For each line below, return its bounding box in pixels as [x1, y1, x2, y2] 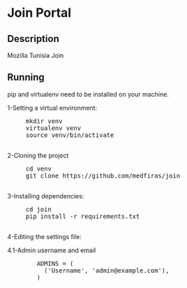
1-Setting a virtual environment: [7, 103, 98, 112]
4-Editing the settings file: [7, 232, 82, 240]
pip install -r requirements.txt [25, 212, 140, 220]
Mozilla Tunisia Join [7, 51, 64, 59]
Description [7, 33, 59, 45]
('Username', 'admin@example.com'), [44, 266, 170, 274]
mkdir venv [25, 117, 63, 125]
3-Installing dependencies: [7, 192, 84, 200]
